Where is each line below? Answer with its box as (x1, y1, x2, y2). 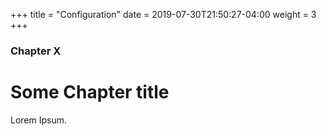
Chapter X (10, 44, 62, 58)
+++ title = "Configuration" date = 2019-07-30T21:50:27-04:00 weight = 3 (10, 9, 317, 20)
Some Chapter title (10, 81, 170, 104)
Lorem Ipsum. (10, 114, 68, 126)
